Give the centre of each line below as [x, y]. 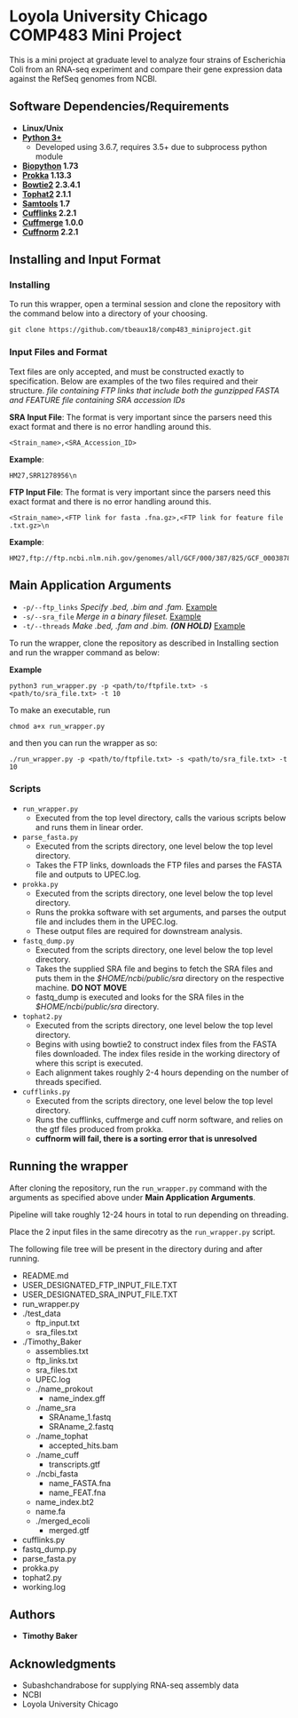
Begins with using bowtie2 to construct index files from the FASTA [156, 1044]
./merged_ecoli [63, 1521]
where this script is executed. [89, 1063]
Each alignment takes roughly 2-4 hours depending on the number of [162, 1073]
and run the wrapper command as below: [84, 652]
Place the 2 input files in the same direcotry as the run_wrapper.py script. [142, 1231]
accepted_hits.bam [83, 1445]
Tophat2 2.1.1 [47, 194]
